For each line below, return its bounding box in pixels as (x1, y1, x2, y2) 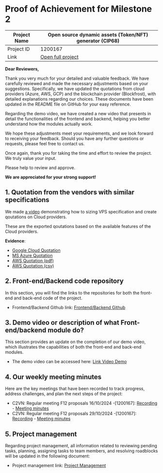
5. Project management (5, 430, 77, 438)
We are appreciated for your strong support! (5, 174, 96, 180)
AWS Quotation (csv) (12, 263, 54, 268)
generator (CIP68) (76, 37, 120, 44)
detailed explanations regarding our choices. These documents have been (5, 96, 154, 102)
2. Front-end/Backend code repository (5, 277, 124, 285)
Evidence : (5, 238, 26, 244)
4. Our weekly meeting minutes (5, 373, 102, 381)
